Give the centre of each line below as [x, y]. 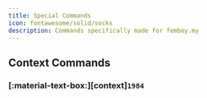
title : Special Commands [50, 16]
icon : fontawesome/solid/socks [61, 23]
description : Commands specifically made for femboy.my [103, 30]
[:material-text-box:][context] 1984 [76, 85]
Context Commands [59, 63]
